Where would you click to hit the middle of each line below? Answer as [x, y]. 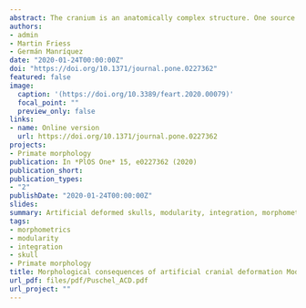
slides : [24, 205]
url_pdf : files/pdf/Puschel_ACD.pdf [79, 281]
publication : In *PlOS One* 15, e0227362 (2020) [103, 162]
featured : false [40, 77]
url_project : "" [40, 289]
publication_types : [46, 179]
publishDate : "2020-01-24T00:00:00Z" [81, 196]
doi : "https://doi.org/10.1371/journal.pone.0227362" [114, 69]
